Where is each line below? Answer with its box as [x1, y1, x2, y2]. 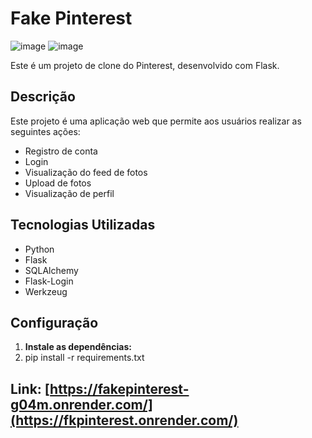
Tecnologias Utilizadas [10, 217, 156, 234]
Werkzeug [24, 285, 68, 297]
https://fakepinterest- [49, 380, 190, 397]
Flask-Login [24, 275, 74, 287]
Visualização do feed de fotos [24, 166, 148, 178]
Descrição [10, 88, 76, 106]
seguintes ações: [10, 125, 81, 137]
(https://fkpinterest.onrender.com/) [10, 412, 239, 429]
